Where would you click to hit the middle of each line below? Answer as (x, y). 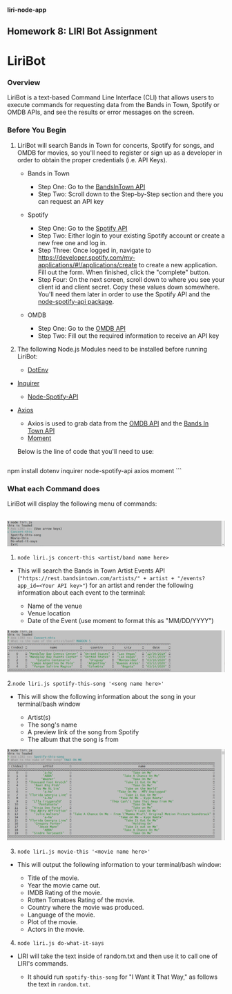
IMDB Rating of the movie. (65, 893)
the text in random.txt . (59, 984)
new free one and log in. (72, 242)
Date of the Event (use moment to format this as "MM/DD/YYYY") (120, 621)
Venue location (49, 613)
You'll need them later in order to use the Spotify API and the (124, 294)
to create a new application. (178, 265)
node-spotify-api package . (76, 301)
